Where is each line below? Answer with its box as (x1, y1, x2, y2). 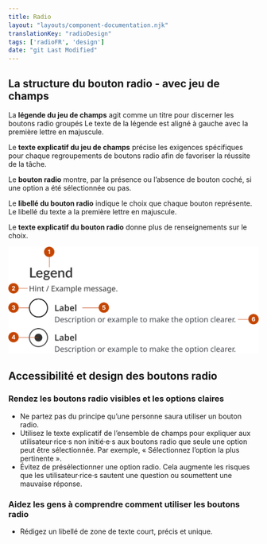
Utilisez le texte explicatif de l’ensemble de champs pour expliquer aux (19, 428, 251, 438)
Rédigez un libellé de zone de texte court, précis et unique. (19, 527, 213, 536)
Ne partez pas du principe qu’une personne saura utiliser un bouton (19, 411, 242, 421)
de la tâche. (8, 159, 47, 168)
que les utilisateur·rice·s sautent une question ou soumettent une (19, 470, 233, 480)
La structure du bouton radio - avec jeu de (8, 76, 220, 91)
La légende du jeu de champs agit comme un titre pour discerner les (8, 110, 234, 119)
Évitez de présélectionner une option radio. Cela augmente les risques (19, 461, 250, 472)
